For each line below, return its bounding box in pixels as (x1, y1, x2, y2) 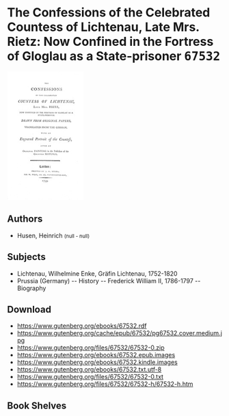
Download (7, 303, 51, 315)
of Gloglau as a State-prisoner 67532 (7, 49, 221, 64)
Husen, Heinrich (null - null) (16, 231, 90, 239)
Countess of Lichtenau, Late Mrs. (7, 19, 200, 35)
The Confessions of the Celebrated (7, 5, 211, 21)
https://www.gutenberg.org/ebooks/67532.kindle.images (16, 358, 178, 367)
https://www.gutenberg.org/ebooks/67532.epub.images (16, 351, 176, 359)
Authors (7, 213, 43, 225)
